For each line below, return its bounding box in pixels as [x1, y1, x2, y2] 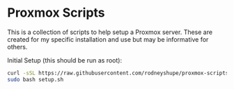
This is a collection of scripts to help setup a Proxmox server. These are [7, 28, 213, 36]
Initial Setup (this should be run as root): [7, 56, 123, 64]
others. [7, 42, 28, 51]
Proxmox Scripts [7, 5, 106, 21]
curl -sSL [7, 70, 36, 76]
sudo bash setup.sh [7, 76, 64, 83]
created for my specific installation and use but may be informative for [7, 35, 209, 43]
